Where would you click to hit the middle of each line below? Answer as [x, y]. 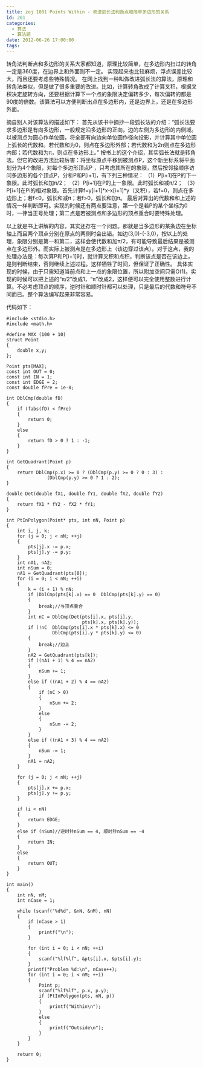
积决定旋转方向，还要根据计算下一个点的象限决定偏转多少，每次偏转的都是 [99, 94]
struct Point [23, 340]
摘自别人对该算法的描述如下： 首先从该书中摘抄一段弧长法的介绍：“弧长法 [98, 122]
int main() [20, 884]
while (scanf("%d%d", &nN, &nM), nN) [65, 911]
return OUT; [43, 863]
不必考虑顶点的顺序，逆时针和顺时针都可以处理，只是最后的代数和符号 [104, 286]
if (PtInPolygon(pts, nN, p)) [76, 996]
